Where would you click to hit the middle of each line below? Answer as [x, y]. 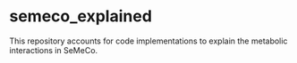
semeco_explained [81, 16]
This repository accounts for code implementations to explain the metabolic [148, 41]
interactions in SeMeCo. [54, 50]
